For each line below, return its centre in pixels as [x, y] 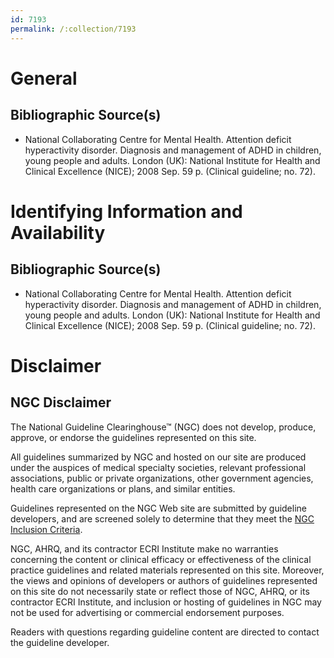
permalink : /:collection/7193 [73, 29]
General [44, 78]
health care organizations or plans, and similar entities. [123, 488]
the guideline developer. [60, 642]
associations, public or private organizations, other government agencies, [162, 478]
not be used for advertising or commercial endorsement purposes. [147, 612]
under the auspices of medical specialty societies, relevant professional [158, 467]
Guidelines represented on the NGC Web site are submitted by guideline [158, 508]
